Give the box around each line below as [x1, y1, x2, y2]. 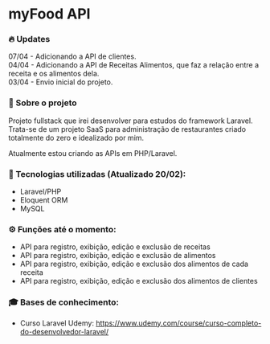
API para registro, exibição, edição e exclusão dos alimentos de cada [19, 259, 249, 269]
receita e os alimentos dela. [8, 69, 100, 79]
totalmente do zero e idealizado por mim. [8, 133, 145, 142]
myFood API [8, 5, 91, 23]
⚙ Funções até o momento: [8, 224, 117, 235]
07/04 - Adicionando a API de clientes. [8, 51, 137, 61]
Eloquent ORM [19, 195, 68, 205]
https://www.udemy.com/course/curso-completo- [96, 318, 262, 328]
